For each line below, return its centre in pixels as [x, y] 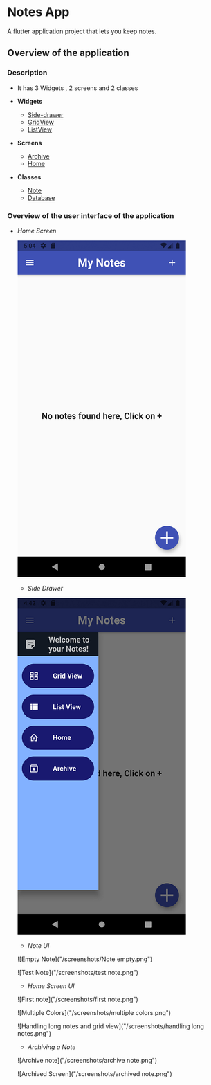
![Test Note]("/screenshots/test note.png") [77, 972]
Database [41, 197]
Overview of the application [68, 53]
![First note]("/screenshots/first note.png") [77, 999]
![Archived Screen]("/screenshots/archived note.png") [95, 1073]
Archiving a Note [52, 1047]
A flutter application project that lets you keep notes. [82, 31]
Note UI [38, 945]
